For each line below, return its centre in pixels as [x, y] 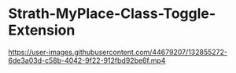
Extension [42, 30]
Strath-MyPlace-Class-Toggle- [112, 14]
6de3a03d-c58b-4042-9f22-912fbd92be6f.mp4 [87, 60]
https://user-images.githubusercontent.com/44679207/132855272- [118, 52]
